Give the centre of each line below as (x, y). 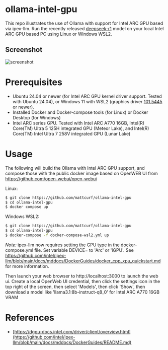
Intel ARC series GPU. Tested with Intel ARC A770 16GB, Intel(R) (78, 123)
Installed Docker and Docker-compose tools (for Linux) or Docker (80, 112)
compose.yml (19, 250)
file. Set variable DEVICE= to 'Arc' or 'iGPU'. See (84, 250)
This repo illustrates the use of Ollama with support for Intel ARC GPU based (84, 23)
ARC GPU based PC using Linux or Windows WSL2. (59, 34)
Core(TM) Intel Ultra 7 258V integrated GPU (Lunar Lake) (71, 133)
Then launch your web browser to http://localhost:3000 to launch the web (82, 276)
